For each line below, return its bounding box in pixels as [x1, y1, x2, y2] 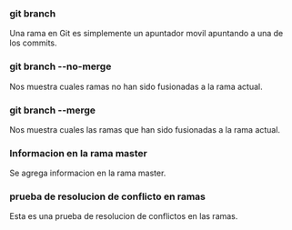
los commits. [9, 37, 57, 48]
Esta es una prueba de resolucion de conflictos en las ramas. [9, 211, 238, 222]
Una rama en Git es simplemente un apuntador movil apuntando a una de [9, 28, 284, 39]
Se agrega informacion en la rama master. [9, 167, 166, 179]
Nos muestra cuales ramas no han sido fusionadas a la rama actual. [9, 81, 263, 92]
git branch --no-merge [9, 60, 112, 73]
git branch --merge [9, 104, 96, 116]
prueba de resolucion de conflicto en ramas [9, 190, 206, 203]
